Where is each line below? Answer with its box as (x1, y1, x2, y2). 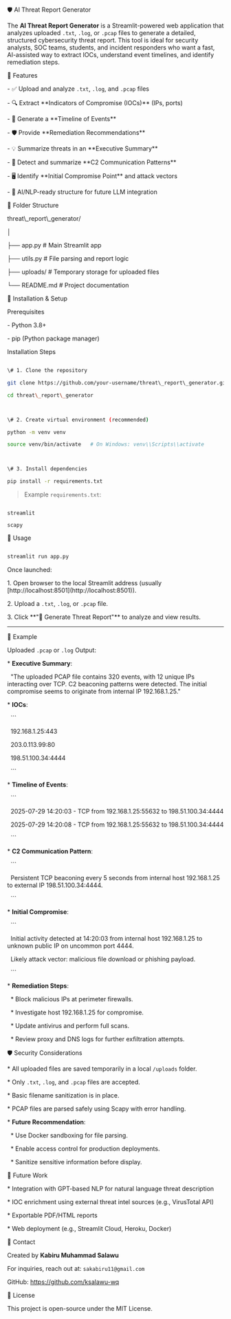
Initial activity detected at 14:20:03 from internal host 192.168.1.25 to (10, 934, 203, 942)
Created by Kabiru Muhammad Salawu (7, 1251, 119, 1259)
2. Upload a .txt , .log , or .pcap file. (7, 599, 109, 607)
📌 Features (7, 72, 38, 79)
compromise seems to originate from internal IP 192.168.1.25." (7, 687, 181, 695)
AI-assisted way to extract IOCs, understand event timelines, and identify (7, 51, 214, 58)
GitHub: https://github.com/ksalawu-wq (7, 1278, 120, 1286)
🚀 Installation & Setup (7, 294, 67, 303)
